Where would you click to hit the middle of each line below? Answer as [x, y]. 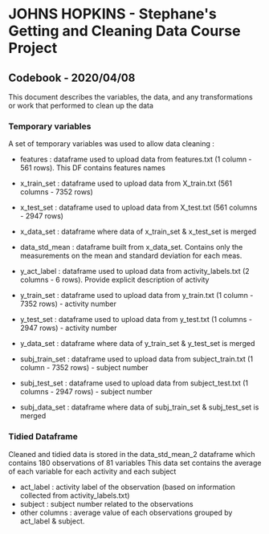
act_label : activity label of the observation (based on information [127, 487]
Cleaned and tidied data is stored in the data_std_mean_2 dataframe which [132, 454]
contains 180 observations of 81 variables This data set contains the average [135, 463]
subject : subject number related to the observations [107, 503]
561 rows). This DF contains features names [93, 168]
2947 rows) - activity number [68, 328]
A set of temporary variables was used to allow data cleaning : [112, 144]
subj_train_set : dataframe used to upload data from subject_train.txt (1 [137, 359]
